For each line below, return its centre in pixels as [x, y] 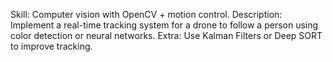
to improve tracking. [51, 46]
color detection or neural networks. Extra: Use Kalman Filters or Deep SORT [166, 35]
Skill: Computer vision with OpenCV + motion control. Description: [146, 14]
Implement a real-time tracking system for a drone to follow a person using [164, 25]
